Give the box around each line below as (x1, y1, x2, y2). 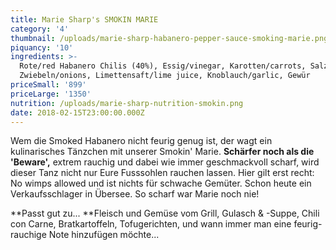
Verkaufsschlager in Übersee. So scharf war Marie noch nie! (10, 188, 260, 200)
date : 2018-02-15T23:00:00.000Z (10, 107, 145, 118)
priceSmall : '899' (10, 80, 87, 90)
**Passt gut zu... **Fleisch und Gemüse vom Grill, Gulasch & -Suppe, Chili (10, 207, 320, 220)
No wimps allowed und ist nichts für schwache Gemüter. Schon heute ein (10, 177, 312, 190)
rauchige (10, 229, 47, 241)
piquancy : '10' (10, 42, 74, 53)
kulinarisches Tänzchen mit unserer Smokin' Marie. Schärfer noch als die (10, 146, 315, 158)
